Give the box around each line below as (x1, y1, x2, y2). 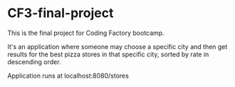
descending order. (7, 57, 61, 66)
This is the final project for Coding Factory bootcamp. (7, 29, 165, 37)
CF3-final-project (7, 5, 114, 21)
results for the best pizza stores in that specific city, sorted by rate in (7, 50, 209, 58)
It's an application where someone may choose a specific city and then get (7, 42, 228, 51)
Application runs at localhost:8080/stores (7, 71, 130, 80)
